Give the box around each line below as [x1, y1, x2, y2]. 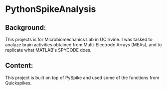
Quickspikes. [5, 80, 32, 86]
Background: [5, 23, 46, 32]
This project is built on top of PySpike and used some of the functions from [5, 75, 160, 81]
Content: [5, 61, 33, 70]
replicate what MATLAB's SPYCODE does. [5, 47, 92, 53]
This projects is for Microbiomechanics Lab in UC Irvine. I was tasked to [5, 36, 153, 42]
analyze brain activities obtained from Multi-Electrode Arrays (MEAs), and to [5, 42, 162, 48]
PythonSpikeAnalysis [5, 3, 96, 15]
